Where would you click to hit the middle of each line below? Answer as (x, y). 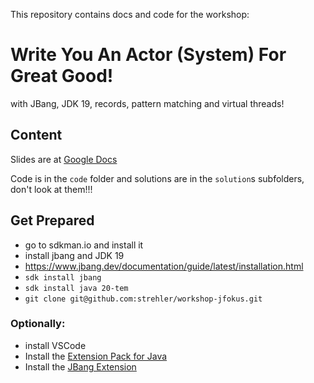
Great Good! (62, 76)
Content (36, 135)
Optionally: (38, 324)
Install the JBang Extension (80, 366)
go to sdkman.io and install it (84, 245)
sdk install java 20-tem (76, 288)
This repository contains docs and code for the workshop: (130, 14)
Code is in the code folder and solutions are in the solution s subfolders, (157, 178)
